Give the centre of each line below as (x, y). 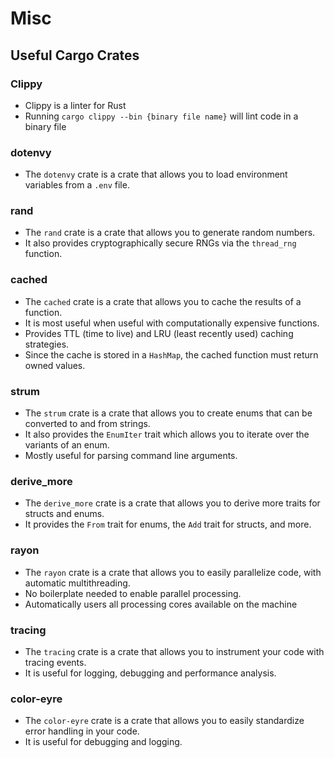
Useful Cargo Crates (75, 55)
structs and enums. (64, 514)
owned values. (55, 365)
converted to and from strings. (87, 424)
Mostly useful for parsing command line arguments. (131, 456)
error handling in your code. (82, 731)
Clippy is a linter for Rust (75, 105)
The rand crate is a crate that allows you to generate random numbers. (170, 233)
